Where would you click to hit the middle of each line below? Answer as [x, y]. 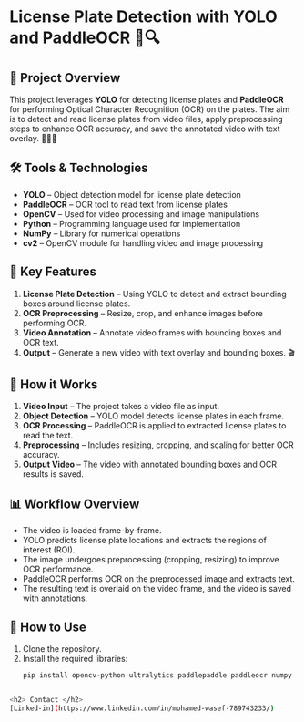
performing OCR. [55, 323]
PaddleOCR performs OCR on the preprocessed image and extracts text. [159, 579]
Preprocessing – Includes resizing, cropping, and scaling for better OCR [158, 445]
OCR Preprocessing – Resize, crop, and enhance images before [143, 313]
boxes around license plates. [76, 304]
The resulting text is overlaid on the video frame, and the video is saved [157, 589]
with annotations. [55, 598]
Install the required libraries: [75, 659]
